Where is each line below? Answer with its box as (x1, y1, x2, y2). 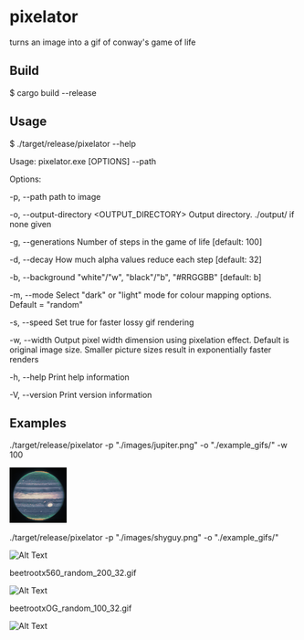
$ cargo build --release (9, 87, 98, 98)
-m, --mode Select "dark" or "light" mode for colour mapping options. (9, 289, 272, 300)
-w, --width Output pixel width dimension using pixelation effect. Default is (9, 334, 289, 345)
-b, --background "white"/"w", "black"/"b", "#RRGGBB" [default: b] (9, 271, 262, 282)
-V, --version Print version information (9, 389, 152, 400)
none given (9, 218, 52, 229)
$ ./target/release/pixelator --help (9, 138, 137, 149)
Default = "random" (9, 299, 84, 310)
